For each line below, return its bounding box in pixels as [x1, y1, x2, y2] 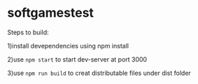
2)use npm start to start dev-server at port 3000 [7, 55, 148, 64]
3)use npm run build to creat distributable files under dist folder [7, 69, 191, 77]
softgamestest [7, 5, 94, 21]
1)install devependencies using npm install [7, 41, 129, 50]
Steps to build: [7, 28, 49, 36]
